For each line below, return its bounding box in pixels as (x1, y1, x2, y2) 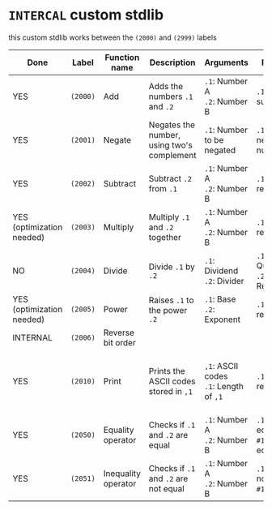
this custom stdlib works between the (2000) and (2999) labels (8, 32, 217, 42)
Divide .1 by (148, 261, 196, 272)
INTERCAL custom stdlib (8, 6, 164, 24)
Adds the (148, 80, 184, 92)
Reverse (103, 327, 135, 338)
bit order (103, 336, 136, 348)
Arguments (204, 57, 249, 68)
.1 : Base (204, 294, 236, 305)
